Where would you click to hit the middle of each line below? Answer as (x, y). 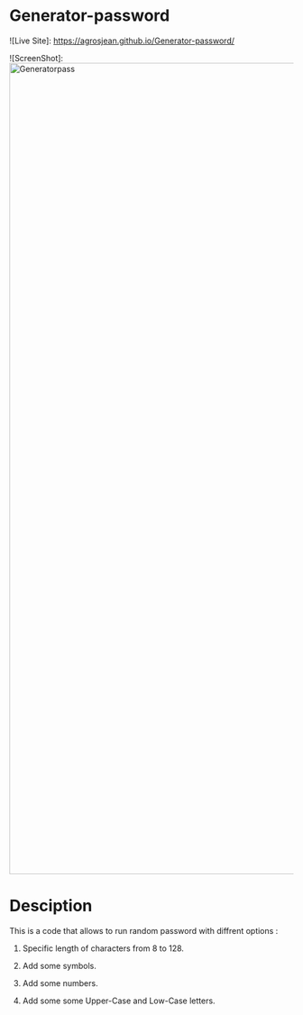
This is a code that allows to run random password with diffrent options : (144, 930)
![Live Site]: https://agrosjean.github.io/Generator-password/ (122, 41)
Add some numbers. (60, 983)
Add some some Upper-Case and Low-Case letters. (119, 1001)
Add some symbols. (59, 965)
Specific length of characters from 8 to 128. (103, 948)
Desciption (51, 906)
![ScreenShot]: (37, 58)
